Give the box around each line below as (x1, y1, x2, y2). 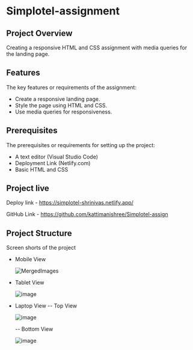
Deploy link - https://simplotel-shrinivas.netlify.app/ (6, 199, 134, 207)
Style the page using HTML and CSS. (14, 101, 107, 109)
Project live (6, 183, 49, 193)
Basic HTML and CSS (14, 166, 69, 173)
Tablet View (14, 279, 44, 286)
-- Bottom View (14, 325, 54, 333)
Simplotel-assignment (6, 4, 120, 18)
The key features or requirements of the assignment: (6, 83, 137, 91)
